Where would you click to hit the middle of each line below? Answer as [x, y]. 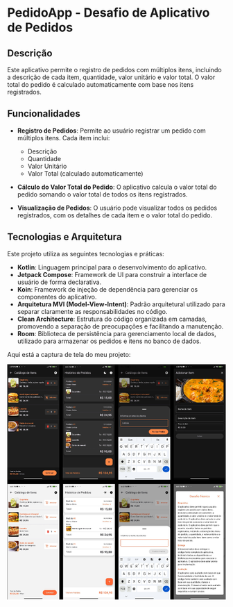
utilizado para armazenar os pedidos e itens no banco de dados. [109, 341]
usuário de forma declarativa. [59, 282]
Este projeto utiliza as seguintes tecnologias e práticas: [86, 253]
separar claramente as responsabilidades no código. [92, 311]
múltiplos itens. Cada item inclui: [63, 138]
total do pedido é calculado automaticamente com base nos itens [101, 84]
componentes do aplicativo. [57, 297]
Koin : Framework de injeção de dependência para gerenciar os [107, 289]
